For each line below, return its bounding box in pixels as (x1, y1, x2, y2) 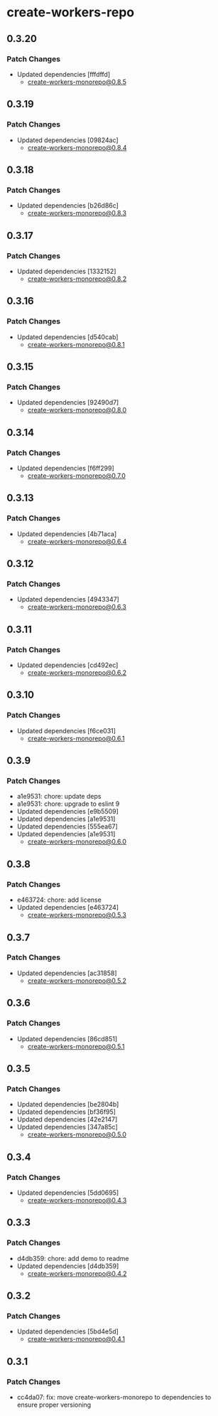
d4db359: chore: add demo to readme (16, 1254, 129, 1262)
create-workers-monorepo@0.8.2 (27, 275, 127, 283)
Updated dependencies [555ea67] (16, 822, 118, 831)
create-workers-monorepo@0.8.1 (27, 340, 125, 348)
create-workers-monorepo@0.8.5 (27, 78, 127, 86)
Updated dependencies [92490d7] (16, 398, 119, 407)
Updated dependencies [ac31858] (16, 969, 118, 977)
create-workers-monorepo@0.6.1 (27, 734, 125, 742)
